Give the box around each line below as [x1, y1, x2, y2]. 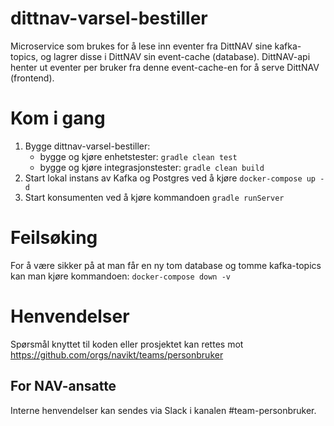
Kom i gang [10, 107, 106, 130]
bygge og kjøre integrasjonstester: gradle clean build [39, 161, 265, 173]
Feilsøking [10, 227, 98, 249]
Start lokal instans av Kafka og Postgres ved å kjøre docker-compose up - [24, 172, 325, 184]
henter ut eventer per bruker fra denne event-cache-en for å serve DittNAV [10, 61, 320, 73]
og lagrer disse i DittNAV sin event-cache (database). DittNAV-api [40, 50, 311, 62]
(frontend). [10, 72, 55, 84]
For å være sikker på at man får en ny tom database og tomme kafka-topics [10, 259, 322, 271]
